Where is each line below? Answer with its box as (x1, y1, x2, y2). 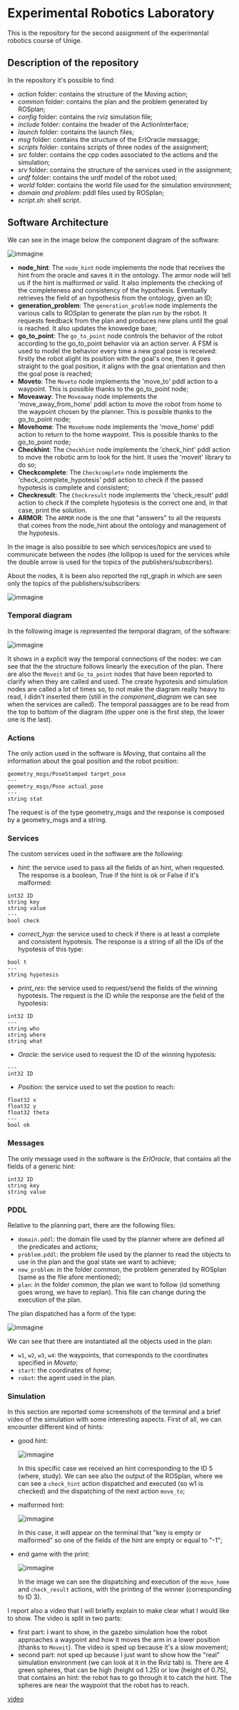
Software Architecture (7, 216, 109, 229)
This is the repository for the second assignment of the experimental (7, 29, 209, 37)
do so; (17, 460, 37, 469)
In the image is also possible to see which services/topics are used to (7, 542, 212, 551)
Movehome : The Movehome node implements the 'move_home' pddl (17, 423, 214, 431)
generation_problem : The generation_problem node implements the (17, 301, 218, 310)
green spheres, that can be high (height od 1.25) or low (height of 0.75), (17, 1666, 228, 1674)
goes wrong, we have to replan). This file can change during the (17, 1288, 206, 1297)
